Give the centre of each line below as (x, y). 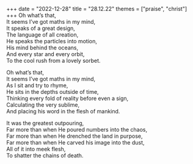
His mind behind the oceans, (42, 48)
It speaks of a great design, (41, 28)
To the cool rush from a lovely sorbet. (53, 61)
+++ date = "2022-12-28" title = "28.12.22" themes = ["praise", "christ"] (97, 9)
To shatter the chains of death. (45, 155)
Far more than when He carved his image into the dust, (75, 142)
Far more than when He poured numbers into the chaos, (77, 130)
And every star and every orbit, (46, 54)
